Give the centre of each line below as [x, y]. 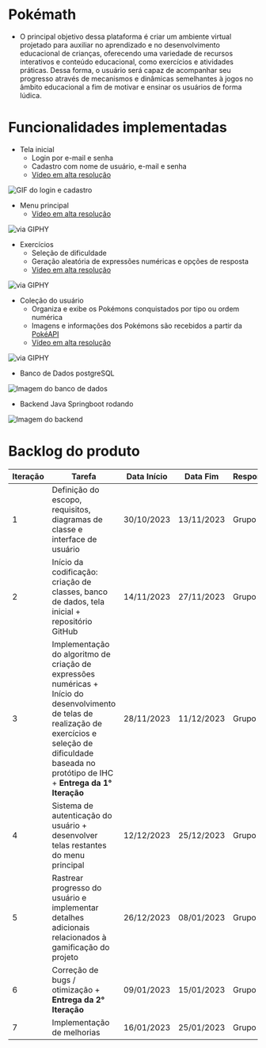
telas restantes [79, 845]
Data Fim [202, 476]
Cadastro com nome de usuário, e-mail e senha [109, 166]
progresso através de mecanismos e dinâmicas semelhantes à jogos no [136, 78]
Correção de [75, 970]
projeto [65, 957]
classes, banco [80, 592]
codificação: [75, 572]
